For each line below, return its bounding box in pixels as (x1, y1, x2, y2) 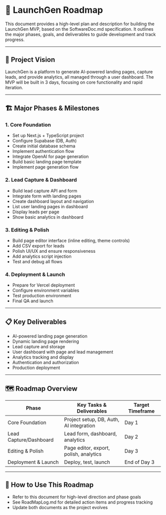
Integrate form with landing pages (12, 193, 82, 199)
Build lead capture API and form (12, 187, 78, 193)
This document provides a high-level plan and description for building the (5, 21, 155, 27)
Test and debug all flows (12, 259, 63, 265)
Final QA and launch (12, 298, 53, 304)
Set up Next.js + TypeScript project (12, 133, 84, 139)
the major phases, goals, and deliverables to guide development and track (5, 31, 156, 37)
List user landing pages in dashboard (12, 203, 88, 209)
